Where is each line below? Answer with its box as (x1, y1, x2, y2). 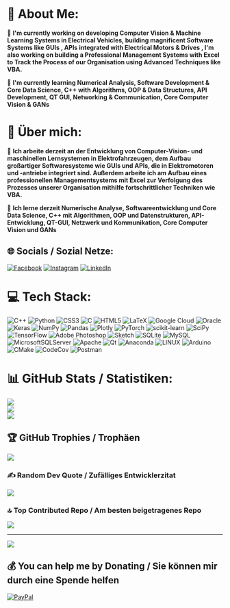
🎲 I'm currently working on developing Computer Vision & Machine (7, 29, 201, 37)
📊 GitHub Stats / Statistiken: (7, 370, 173, 386)
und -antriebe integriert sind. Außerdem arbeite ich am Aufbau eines (7, 168, 207, 177)
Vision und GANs (7, 225, 57, 233)
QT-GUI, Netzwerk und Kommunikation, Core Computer (47, 218, 208, 227)
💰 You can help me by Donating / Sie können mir (7, 561, 218, 572)
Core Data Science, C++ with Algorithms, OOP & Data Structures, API (7, 86, 207, 94)
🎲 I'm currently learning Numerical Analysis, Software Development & (7, 78, 210, 86)
